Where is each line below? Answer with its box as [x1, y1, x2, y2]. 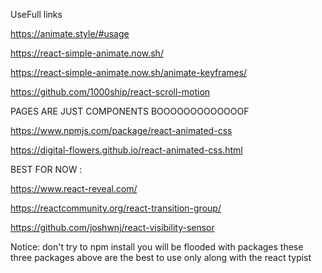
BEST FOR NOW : [10, 164, 83, 175]
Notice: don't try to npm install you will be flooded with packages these [10, 241, 304, 253]
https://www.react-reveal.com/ [10, 183, 138, 194]
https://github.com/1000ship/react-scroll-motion [10, 86, 211, 98]
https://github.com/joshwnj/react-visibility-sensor [10, 222, 215, 233]
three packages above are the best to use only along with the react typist [10, 252, 312, 263]
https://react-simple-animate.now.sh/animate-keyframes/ [10, 67, 248, 78]
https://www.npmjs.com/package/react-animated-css [10, 125, 233, 136]
